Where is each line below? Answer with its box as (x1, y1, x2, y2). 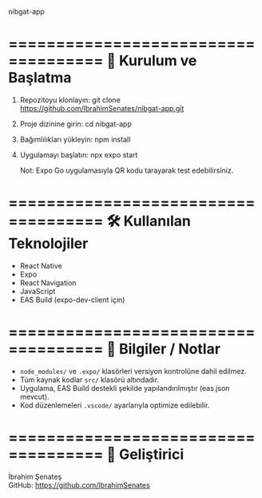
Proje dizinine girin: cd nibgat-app (19, 119, 132, 129)
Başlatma (8, 69, 72, 87)
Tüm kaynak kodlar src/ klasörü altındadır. (19, 375, 160, 384)
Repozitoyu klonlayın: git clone (19, 95, 121, 105)
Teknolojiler (8, 235, 89, 253)
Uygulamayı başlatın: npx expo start (19, 149, 138, 159)
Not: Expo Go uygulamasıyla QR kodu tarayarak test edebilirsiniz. (19, 165, 234, 175)
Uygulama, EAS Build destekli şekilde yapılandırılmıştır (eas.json (19, 383, 230, 392)
